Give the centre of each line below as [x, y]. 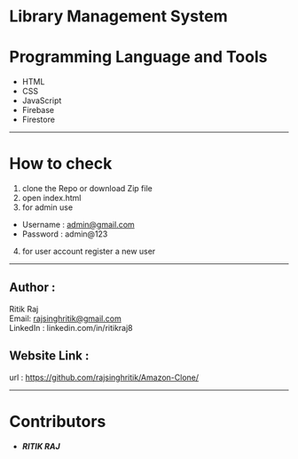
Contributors [58, 421]
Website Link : [49, 356]
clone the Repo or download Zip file [87, 189]
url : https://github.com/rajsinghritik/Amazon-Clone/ [104, 377]
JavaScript [42, 101]
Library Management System [118, 16]
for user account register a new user [89, 252]
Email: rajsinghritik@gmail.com [65, 318]
